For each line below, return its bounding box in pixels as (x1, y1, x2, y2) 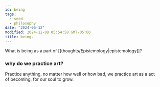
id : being (5, 7, 25, 12)
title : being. (5, 35, 34, 40)
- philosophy (9, 21, 36, 26)
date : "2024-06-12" (5, 25, 45, 30)
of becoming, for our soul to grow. (5, 76, 74, 82)
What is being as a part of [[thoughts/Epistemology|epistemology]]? (5, 47, 142, 54)
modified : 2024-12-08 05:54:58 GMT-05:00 (5, 30, 91, 35)
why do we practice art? (5, 60, 64, 66)
